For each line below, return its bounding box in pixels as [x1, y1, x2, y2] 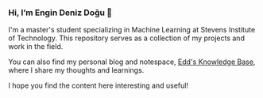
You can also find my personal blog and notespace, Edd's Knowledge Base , [8, 57, 256, 66]
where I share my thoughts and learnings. [8, 66, 145, 75]
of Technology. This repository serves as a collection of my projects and [8, 33, 245, 43]
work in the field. [8, 42, 64, 51]
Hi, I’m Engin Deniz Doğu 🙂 [8, 7, 113, 18]
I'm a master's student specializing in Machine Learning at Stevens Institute [8, 25, 256, 35]
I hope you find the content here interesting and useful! [8, 81, 189, 90]
